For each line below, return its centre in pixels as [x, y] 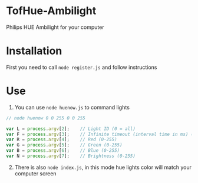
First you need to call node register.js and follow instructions [82, 67]
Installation [34, 51]
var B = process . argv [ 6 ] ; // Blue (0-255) [63, 151]
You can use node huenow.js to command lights [72, 107]
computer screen [36, 173]
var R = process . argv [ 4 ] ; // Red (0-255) [62, 139]
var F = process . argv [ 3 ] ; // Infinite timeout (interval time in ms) [97, 134]
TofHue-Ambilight [51, 11]
